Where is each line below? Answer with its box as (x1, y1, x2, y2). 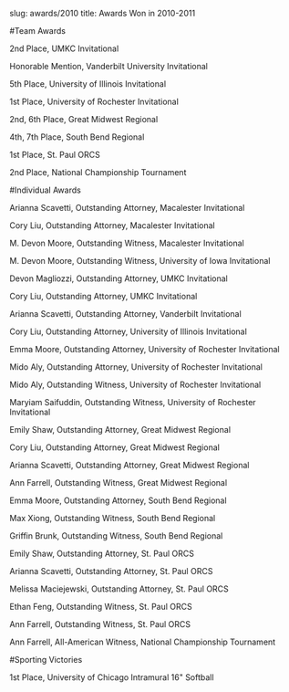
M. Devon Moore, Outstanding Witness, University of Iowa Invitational (9, 256, 271, 266)
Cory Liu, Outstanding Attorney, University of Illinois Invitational (9, 326, 248, 337)
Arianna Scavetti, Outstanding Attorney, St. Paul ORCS (9, 566, 213, 576)
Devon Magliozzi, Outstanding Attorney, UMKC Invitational (9, 273, 228, 284)
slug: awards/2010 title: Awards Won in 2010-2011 (9, 8, 196, 18)
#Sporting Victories (9, 655, 83, 665)
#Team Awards (9, 26, 67, 36)
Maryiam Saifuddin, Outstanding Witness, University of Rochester (9, 397, 257, 407)
